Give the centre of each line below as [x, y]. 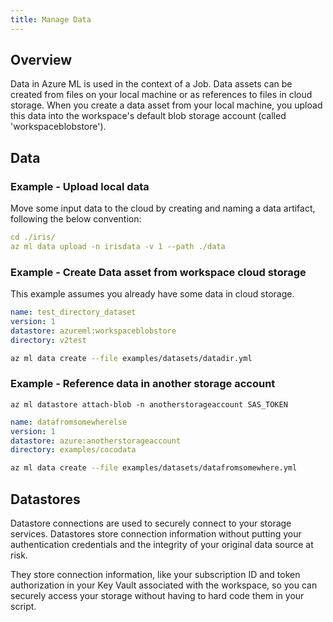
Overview [41, 60]
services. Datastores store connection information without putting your [156, 534]
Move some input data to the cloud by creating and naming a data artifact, [163, 208]
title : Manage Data [51, 19]
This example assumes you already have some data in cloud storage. [152, 294]
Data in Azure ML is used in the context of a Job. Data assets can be [151, 84]
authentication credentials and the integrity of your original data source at [162, 545]
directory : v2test [48, 340]
